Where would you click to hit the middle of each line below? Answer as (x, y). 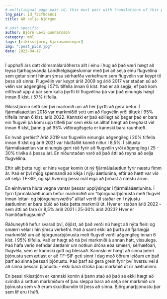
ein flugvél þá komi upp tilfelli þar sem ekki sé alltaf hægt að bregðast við (80, 122)
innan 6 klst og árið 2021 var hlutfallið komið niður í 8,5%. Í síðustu (73, 143)
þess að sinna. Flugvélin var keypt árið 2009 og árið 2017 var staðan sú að (81, 81)
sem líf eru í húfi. (22, 292)
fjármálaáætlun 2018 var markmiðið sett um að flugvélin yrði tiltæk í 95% (79, 112)
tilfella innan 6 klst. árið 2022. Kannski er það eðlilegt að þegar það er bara (81, 117)
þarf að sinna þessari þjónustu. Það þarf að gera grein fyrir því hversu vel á (82, 261)
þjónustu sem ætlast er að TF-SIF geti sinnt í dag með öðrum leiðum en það (82, 256)
